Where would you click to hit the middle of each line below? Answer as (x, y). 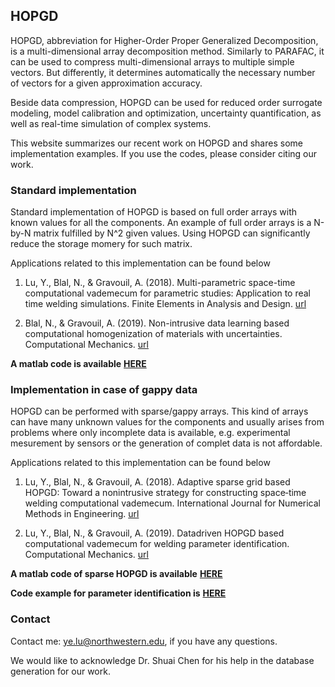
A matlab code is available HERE (78, 364)
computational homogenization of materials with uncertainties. (153, 334)
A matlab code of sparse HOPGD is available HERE (116, 574)
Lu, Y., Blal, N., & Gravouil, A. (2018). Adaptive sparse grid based (157, 482)
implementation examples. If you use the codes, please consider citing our (164, 153)
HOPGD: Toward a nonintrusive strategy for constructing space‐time (165, 493)
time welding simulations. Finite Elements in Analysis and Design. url (165, 304)
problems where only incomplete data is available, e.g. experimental (150, 433)
